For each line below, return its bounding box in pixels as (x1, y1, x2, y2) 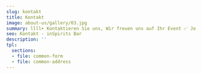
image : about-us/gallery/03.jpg (6, 20, 87, 26)
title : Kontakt (6, 14, 44, 20)
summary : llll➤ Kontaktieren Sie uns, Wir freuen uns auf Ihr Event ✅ (6, 25, 188, 32)
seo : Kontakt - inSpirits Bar (6, 31, 82, 37)
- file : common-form (11, 53, 63, 59)
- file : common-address (11, 58, 71, 64)
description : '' (6, 36, 47, 42)
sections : (11, 48, 36, 54)
